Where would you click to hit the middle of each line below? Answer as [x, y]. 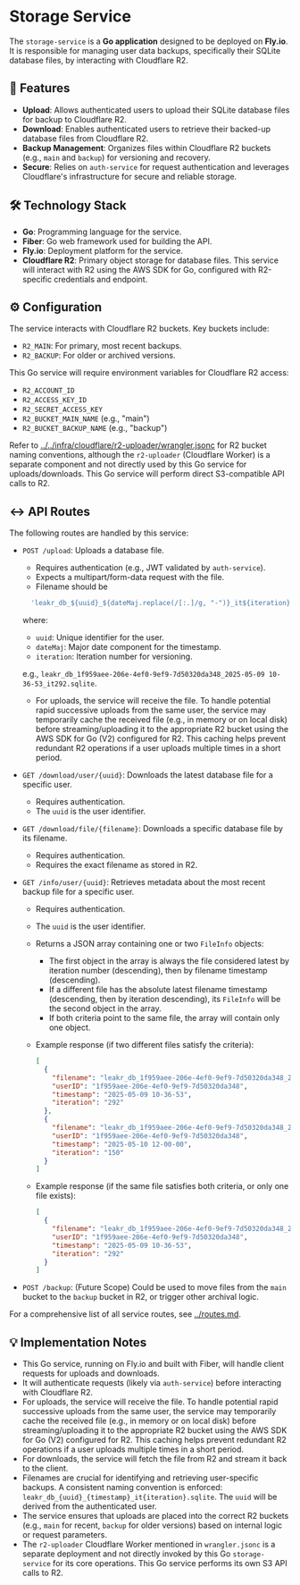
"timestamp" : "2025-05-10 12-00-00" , [122, 1144]
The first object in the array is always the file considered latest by [169, 961]
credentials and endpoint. [100, 279]
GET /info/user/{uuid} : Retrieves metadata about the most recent [144, 882]
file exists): [55, 1196]
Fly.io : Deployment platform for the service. [103, 250]
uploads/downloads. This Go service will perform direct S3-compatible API [147, 474]
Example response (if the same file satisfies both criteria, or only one [162, 1186]
